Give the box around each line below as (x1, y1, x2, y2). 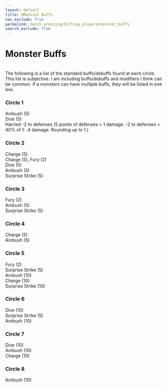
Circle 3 (5, 185, 25, 192)
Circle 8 (5, 366, 25, 373)
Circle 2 (5, 139, 25, 147)
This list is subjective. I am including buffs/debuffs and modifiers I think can (5, 76, 162, 82)
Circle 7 (5, 330, 24, 337)
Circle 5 (5, 250, 25, 257)
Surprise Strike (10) (5, 283, 45, 289)
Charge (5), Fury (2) (5, 156, 47, 162)
